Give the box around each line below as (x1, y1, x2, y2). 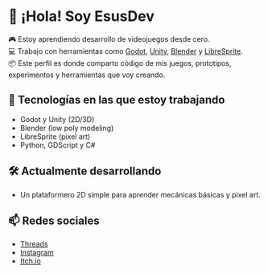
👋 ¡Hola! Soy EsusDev (8, 7, 155, 26)
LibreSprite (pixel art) (19, 132, 91, 141)
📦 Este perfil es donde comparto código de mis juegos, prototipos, (8, 58, 232, 67)
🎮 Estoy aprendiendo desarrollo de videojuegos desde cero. (8, 34, 211, 43)
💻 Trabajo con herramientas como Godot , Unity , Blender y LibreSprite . (8, 46, 243, 55)
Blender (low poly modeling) (19, 123, 114, 132)
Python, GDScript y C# (19, 140, 96, 149)
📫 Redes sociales (8, 214, 100, 227)
